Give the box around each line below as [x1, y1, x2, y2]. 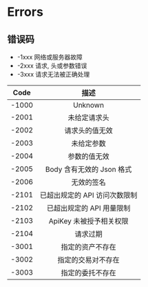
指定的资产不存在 [61, 242, 116, 252]
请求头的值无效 [64, 126, 113, 135]
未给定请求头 [67, 113, 109, 122]
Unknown [73, 101, 105, 110]
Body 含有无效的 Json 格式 [45, 165, 132, 174]
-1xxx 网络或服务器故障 [17, 53, 83, 61]
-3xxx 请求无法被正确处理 [17, 70, 90, 78]
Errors [7, 4, 43, 20]
